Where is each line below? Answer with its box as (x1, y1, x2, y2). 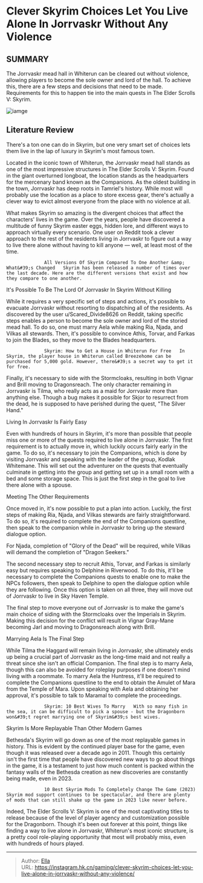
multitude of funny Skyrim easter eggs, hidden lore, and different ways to (6, 222, 188, 229)
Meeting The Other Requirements (6, 493, 89, 500)
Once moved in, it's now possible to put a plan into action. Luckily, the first (6, 505, 192, 512)
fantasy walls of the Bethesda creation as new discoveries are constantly (6, 768, 188, 775)
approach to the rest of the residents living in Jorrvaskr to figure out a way (6, 234, 192, 242)
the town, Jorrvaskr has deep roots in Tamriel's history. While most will (6, 184, 183, 192)
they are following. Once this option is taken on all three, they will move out (6, 586, 193, 593)
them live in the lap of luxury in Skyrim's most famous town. (6, 147, 155, 155)
